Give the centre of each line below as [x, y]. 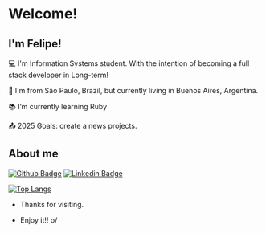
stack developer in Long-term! [59, 75]
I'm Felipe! [35, 44]
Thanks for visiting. [52, 204]
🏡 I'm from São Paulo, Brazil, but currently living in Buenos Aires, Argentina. [133, 90]
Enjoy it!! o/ [39, 220]
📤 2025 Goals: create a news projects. [73, 126]
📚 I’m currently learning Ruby [58, 106]
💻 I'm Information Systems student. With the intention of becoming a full [129, 63]
